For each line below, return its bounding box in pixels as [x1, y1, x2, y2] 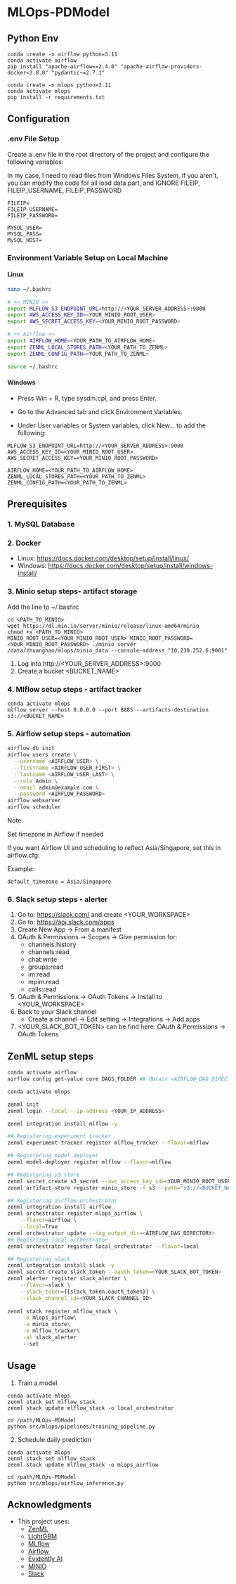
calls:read [27, 985, 57, 993]
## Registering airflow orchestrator [7, 1197, 118, 1204]
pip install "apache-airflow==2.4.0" [7, 63, 118, 70]
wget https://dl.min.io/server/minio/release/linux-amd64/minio [7, 622, 199, 629]
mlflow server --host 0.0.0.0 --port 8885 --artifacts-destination [7, 706, 209, 714]
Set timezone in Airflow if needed [7, 830, 104, 839]
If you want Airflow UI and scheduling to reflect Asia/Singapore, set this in [7, 844, 221, 852]
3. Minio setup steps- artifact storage [7, 586, 138, 596]
